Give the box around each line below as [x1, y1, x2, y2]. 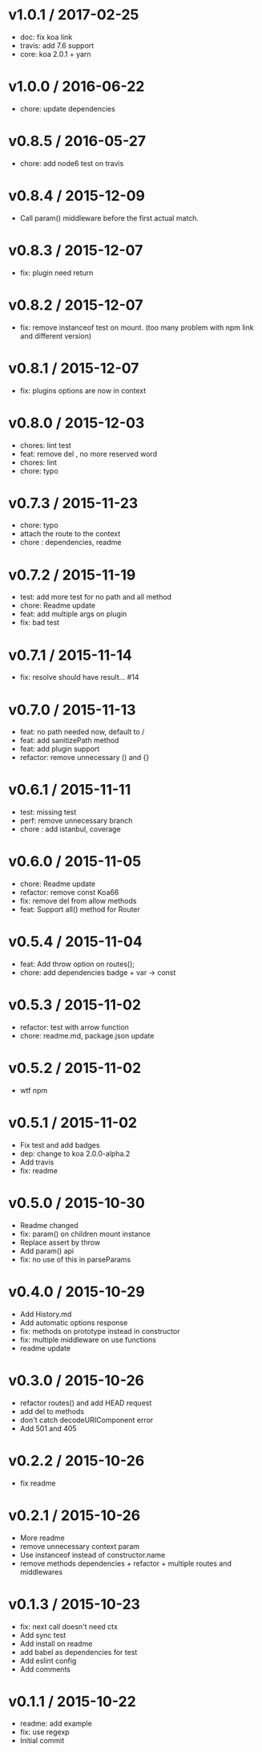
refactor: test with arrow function [19, 1022, 130, 1032]
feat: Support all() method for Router [19, 904, 140, 914]
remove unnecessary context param [19, 1541, 140, 1551]
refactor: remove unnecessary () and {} [19, 753, 150, 762]
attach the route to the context [19, 529, 121, 539]
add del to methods [19, 1406, 85, 1416]
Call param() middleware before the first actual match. [19, 213, 199, 222]
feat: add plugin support [19, 744, 100, 754]
